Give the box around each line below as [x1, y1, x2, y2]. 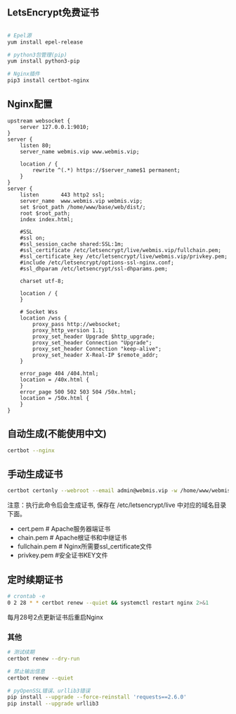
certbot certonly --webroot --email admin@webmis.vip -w [7, 487, 178, 494]
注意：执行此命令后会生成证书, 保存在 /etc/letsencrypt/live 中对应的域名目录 [7, 501, 227, 509]
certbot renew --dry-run [7, 655, 80, 662]
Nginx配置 [7, 98, 53, 111]
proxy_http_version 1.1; [32, 327, 105, 334]
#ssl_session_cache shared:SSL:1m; [20, 240, 124, 248]
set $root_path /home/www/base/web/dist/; [20, 203, 146, 211]
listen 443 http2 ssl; [20, 191, 105, 199]
